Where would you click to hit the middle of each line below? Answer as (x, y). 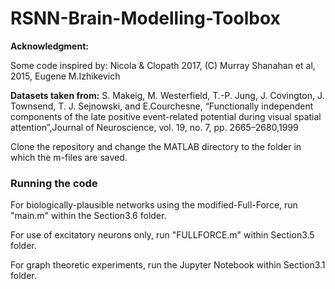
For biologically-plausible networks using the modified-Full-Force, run (154, 205)
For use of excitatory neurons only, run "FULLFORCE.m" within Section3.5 (162, 235)
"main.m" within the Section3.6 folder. (88, 216)
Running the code (54, 183)
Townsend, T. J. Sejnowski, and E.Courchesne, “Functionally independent (162, 106)
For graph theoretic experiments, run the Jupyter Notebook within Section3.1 (168, 265)
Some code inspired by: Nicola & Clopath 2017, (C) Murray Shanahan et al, (163, 65)
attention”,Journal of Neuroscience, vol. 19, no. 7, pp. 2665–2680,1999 (154, 127)
